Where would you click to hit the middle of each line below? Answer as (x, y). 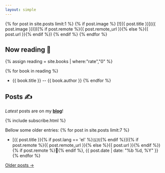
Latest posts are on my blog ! (34, 111)
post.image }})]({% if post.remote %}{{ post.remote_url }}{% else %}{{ (77, 29)
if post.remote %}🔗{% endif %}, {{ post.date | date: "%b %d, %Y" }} (89, 150)
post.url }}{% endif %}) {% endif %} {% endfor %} (56, 34)
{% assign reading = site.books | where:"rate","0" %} (59, 62)
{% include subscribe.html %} (36, 121)
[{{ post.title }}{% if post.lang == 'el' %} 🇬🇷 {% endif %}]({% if (75, 140)
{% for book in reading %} (32, 71)
